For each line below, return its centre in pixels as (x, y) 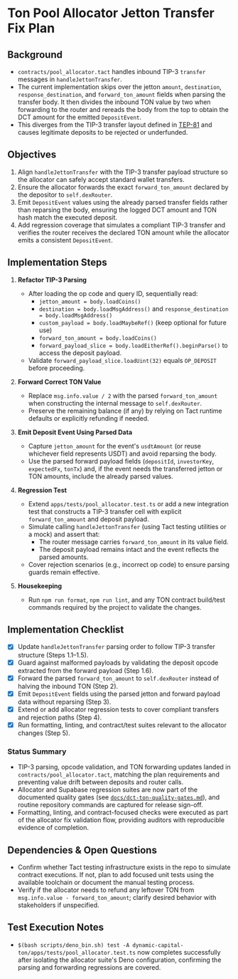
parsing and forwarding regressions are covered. (89, 967)
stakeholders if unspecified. (58, 905)
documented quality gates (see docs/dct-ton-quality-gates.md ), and (119, 797)
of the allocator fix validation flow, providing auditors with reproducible (121, 820)
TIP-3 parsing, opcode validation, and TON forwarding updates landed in (124, 767)
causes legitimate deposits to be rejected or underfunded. (103, 132)
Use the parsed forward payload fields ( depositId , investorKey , (121, 461)
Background (35, 55)
